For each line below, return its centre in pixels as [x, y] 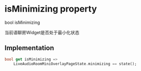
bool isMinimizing [22, 22]
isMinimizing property [51, 9]
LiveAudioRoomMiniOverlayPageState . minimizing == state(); [75, 64]
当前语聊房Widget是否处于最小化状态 [42, 32]
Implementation [29, 48]
